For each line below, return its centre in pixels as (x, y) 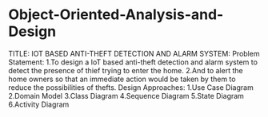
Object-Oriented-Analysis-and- (116, 15)
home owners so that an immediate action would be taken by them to (122, 79)
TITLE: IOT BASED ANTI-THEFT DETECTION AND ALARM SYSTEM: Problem (134, 53)
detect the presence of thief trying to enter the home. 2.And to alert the (126, 70)
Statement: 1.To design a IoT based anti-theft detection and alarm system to (133, 62)
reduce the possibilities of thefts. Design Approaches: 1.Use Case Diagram (131, 87)
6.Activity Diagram (39, 104)
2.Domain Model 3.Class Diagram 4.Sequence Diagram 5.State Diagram (126, 96)
